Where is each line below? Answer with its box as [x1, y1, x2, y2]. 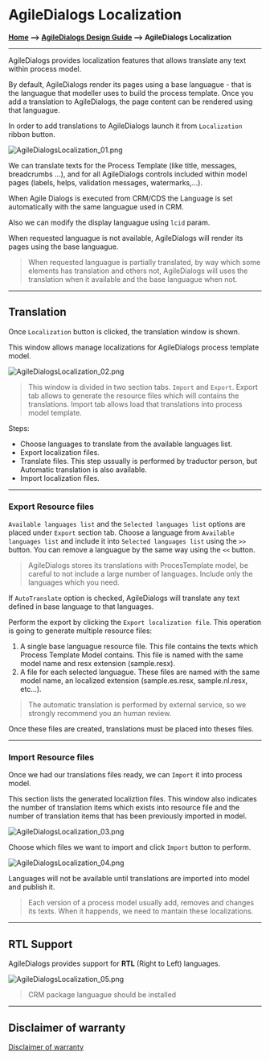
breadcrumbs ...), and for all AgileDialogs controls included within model [8, 169, 247, 179]
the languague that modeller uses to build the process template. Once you [8, 88, 254, 97]
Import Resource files [8, 752, 95, 763]
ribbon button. [8, 129, 56, 139]
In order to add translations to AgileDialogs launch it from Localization [8, 121, 243, 130]
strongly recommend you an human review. [27, 709, 172, 718]
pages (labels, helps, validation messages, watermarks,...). [8, 177, 203, 187]
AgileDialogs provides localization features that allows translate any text [8, 55, 247, 65]
